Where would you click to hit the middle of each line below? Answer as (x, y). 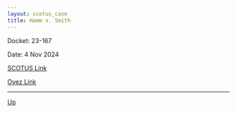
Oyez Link (22, 81)
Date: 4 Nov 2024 (33, 54)
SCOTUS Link (27, 68)
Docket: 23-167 (30, 40)
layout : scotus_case (38, 14)
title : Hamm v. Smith (39, 20)
